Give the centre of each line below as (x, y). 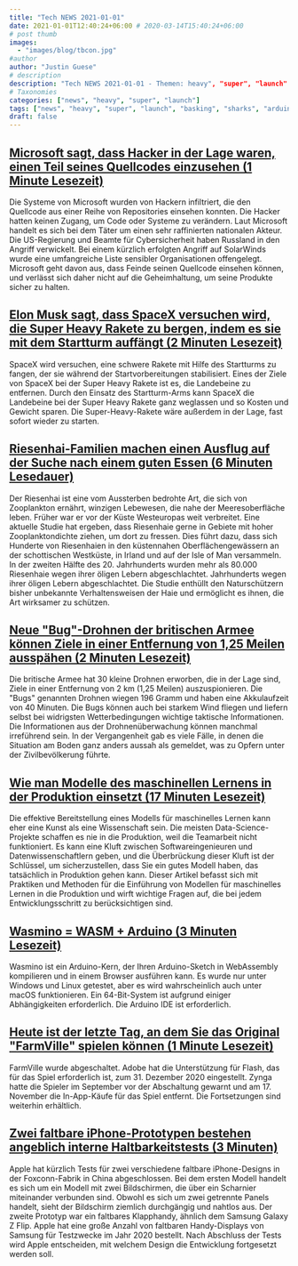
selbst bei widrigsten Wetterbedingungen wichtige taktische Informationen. (147, 717)
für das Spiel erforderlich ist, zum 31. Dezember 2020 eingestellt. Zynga (141, 1077)
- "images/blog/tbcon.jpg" (67, 51)
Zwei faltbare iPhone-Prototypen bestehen (130, 1134)
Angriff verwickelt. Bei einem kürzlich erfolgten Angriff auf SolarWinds (137, 249)
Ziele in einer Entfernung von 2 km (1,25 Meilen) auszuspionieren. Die (136, 689)
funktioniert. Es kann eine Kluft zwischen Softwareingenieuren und (131, 847)
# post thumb (33, 34)
